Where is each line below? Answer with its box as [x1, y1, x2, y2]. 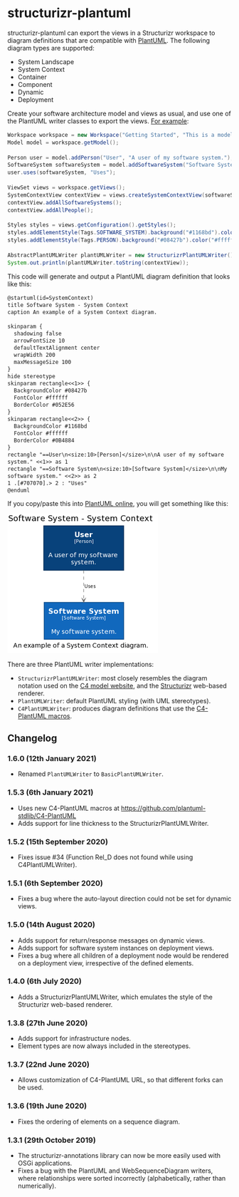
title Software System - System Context [7, 301, 129, 309]
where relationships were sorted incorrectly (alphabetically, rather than [17, 1174, 226, 1183]
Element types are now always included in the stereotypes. [17, 1042, 191, 1050]
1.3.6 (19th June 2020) [7, 1101, 87, 1111]
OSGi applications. [17, 1159, 73, 1168]
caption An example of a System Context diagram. [7, 309, 158, 316]
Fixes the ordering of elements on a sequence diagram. [17, 1117, 180, 1126]
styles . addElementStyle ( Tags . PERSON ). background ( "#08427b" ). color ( [7, 237, 212, 244]
